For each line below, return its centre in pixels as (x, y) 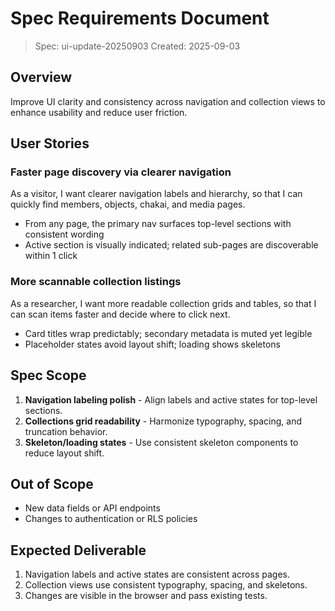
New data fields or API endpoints (92, 508)
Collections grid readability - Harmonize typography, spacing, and (163, 421)
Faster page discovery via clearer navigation (121, 172)
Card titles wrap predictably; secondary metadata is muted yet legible (168, 333)
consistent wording (64, 234)
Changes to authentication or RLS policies (111, 519)
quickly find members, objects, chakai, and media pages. (128, 204)
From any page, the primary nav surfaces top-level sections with (158, 224)
